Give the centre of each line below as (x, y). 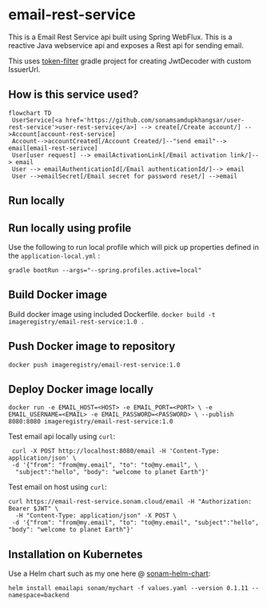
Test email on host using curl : (58, 487)
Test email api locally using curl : (62, 436)
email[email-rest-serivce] (53, 148)
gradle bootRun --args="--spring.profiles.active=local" (105, 270)
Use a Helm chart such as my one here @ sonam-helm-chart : (110, 573)
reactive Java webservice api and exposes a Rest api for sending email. (126, 45)
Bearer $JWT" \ (34, 509)
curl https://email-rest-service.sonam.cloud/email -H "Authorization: (130, 502)
